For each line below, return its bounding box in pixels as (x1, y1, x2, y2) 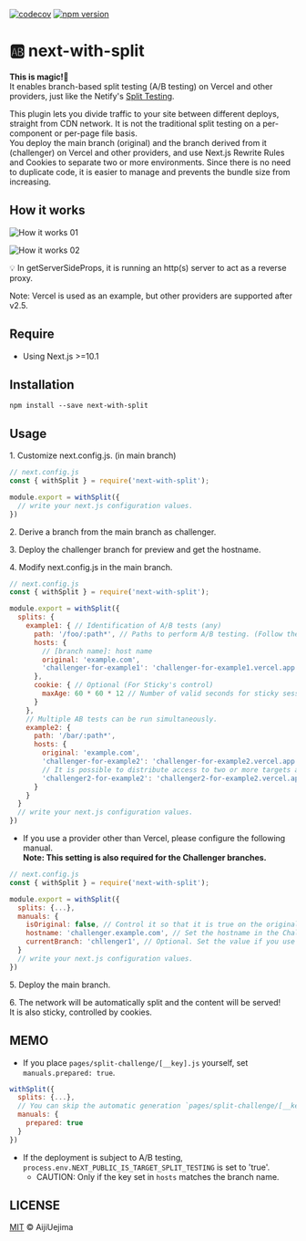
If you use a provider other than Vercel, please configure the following (22, 833, 286, 844)
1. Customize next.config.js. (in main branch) (9, 450, 177, 461)
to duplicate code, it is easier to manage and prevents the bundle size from (9, 166, 291, 177)
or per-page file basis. (54, 128, 138, 139)
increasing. (9, 176, 52, 187)
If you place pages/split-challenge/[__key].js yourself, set (22, 1057, 249, 1068)
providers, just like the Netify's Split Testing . (9, 90, 175, 101)
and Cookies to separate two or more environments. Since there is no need (9, 156, 291, 168)
